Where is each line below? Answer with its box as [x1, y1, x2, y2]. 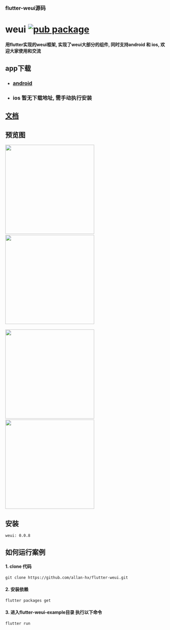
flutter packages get [5, 598, 51, 603]
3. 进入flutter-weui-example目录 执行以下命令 [5, 609, 103, 615]
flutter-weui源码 [5, 4, 46, 11]
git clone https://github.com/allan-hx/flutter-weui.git [5, 575, 128, 580]
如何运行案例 [5, 548, 46, 557]
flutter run [5, 621, 30, 626]
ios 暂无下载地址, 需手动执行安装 [12, 94, 92, 101]
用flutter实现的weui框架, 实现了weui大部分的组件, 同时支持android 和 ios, [5, 41, 160, 47]
